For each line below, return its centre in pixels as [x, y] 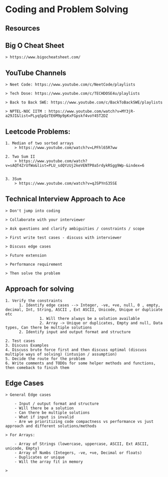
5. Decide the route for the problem [45, 359]
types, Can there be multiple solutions [49, 328]
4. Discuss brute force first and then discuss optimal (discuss [76, 350]
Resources [23, 28]
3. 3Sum [13, 179]
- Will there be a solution [44, 408]
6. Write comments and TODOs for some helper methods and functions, [81, 363]
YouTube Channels [36, 73]
